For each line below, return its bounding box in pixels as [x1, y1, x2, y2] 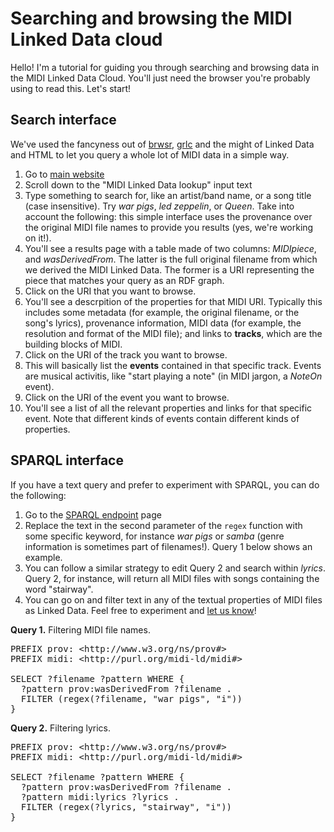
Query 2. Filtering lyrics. [10, 722, 112, 734]
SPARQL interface [10, 452, 124, 469]
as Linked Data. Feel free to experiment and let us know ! [24, 604, 257, 616]
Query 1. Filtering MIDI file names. [10, 623, 151, 636]
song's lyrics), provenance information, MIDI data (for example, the [24, 317, 302, 329]
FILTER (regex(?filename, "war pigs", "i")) [20, 693, 243, 704]
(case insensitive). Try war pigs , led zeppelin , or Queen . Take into [24, 200, 295, 212]
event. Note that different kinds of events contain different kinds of [24, 412, 300, 424]
